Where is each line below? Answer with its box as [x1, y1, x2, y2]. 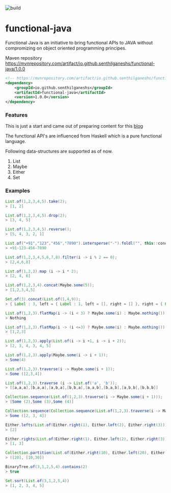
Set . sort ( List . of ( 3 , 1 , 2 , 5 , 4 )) [5, 478, 70, 483]
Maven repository [5, 55, 42, 61]
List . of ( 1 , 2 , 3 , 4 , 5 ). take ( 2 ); [5, 199, 67, 204]
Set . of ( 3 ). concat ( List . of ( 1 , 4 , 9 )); [5, 297, 81, 302]
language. [5, 138, 26, 145]
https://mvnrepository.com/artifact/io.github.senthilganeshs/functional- [5, 60, 155, 66]
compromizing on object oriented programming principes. [5, 45, 127, 51]
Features [5, 111, 28, 119]
